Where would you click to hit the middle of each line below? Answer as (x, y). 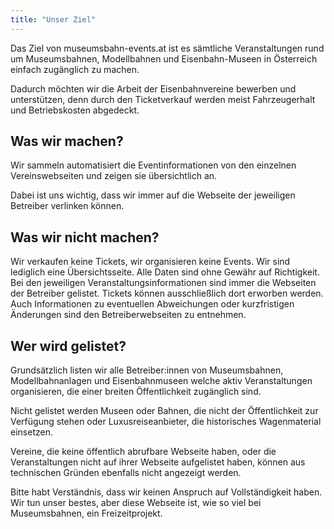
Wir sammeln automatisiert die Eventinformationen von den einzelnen (153, 165)
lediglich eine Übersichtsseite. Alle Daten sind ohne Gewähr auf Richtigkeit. (165, 272)
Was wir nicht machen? (85, 237)
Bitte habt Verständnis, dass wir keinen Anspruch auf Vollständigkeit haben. (166, 492)
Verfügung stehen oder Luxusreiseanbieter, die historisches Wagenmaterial (166, 422)
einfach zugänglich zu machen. (75, 69)
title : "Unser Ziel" (53, 19)
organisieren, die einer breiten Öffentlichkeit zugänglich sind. (136, 392)
